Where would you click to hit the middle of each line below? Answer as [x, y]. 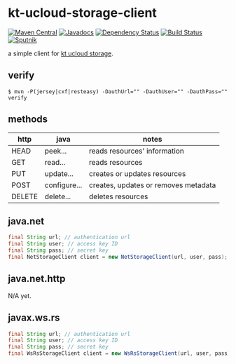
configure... [63, 185]
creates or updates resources [138, 173]
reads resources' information [137, 151]
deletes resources [119, 196]
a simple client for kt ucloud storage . [61, 53]
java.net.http [37, 279]
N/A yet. [20, 295]
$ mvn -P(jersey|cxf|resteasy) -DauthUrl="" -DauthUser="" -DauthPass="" [118, 92]
